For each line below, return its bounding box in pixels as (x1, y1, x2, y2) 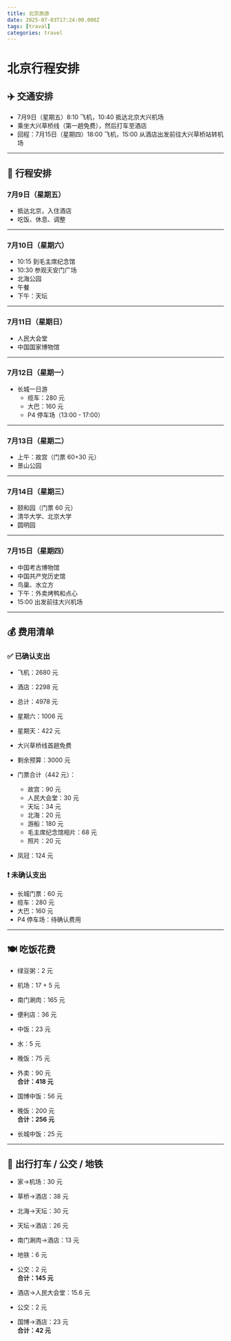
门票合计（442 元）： (16, 771, 76, 779)
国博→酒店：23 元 (16, 1318, 69, 1326)
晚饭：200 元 (16, 1106, 55, 1115)
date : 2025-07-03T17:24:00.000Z (7, 17, 100, 23)
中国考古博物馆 (16, 563, 60, 571)
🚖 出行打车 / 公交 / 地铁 (7, 1158, 103, 1170)
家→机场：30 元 (16, 1177, 63, 1186)
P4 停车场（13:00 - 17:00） (27, 411, 104, 419)
